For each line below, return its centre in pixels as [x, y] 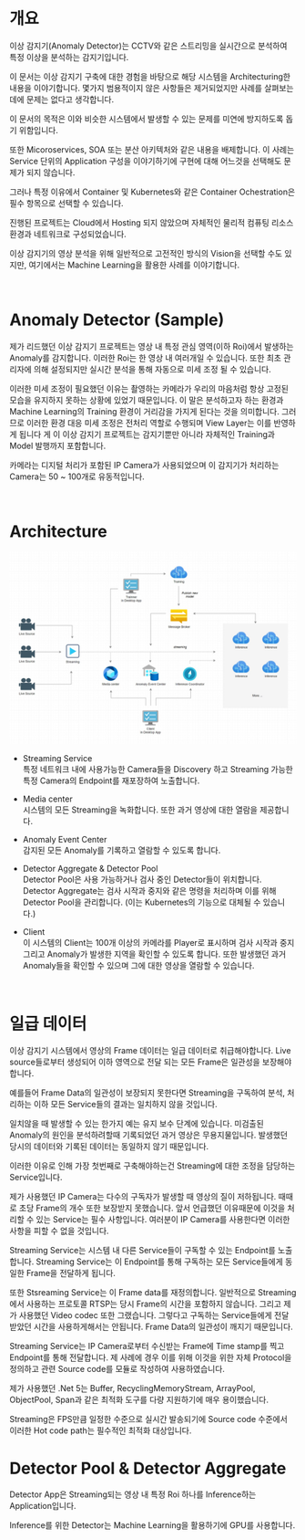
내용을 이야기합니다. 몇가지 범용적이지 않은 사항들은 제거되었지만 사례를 [136, 88]
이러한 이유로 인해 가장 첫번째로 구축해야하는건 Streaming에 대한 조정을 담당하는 [152, 1166]
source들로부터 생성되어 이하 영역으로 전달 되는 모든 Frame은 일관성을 [135, 1062]
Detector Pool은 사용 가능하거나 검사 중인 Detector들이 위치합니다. [142, 880]
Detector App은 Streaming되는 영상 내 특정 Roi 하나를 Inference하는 [133, 1494]
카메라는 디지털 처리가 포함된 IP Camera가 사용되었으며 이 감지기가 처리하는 [144, 465]
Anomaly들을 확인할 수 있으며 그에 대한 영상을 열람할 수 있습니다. [138, 966]
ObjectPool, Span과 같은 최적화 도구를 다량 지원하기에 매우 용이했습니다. [139, 1400]
